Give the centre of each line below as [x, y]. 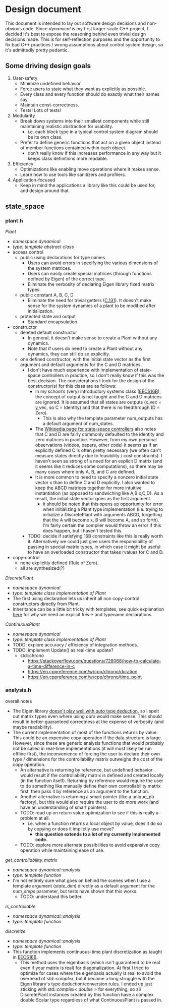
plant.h [14, 221]
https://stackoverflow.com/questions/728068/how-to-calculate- [94, 661]
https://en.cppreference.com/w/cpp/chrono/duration [82, 672]
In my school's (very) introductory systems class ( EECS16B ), [98, 391]
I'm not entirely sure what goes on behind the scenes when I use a [81, 880]
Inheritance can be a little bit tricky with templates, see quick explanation [88, 609]
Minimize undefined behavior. [51, 83]
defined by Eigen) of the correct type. [67, 279]
